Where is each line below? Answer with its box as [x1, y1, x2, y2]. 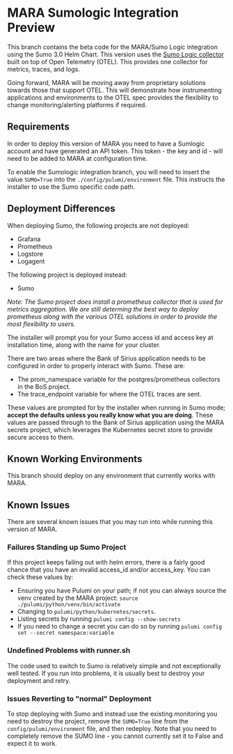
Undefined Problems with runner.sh [7, 646, 131, 656]
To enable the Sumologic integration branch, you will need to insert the [7, 167, 210, 176]
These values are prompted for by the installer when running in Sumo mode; [7, 403, 226, 412]
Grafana [17, 235, 41, 243]
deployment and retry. [7, 676, 71, 684]
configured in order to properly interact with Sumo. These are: [7, 361, 186, 370]
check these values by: [7, 573, 74, 581]
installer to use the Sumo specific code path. [7, 183, 136, 191]
